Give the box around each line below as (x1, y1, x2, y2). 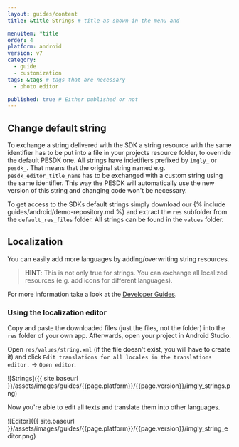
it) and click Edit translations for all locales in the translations (7, 353, 212, 362)
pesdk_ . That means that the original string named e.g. (7, 164, 166, 172)
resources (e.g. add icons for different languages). (24, 275, 173, 285)
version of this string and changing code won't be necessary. (7, 186, 187, 195)
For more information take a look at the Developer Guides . (7, 290, 177, 298)
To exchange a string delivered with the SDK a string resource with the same (7, 141, 232, 149)
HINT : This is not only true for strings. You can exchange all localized (24, 268, 228, 277)
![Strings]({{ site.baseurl (7, 374, 78, 383)
